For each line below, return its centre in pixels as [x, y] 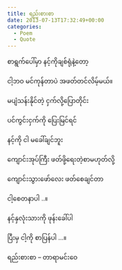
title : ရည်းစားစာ [31, 14]
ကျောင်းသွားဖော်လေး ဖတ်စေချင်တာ [55, 179]
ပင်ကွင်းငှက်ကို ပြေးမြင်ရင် [42, 120]
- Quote [25, 40]
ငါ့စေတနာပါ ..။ [28, 198]
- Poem [23, 33]
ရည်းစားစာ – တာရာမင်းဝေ [43, 257]
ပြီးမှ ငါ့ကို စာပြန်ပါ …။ [37, 238]
